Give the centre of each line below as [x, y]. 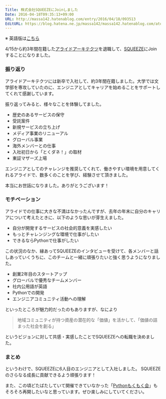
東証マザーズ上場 [30, 158]
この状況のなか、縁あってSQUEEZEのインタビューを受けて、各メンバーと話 [82, 251]
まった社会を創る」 [37, 326]
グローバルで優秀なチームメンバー [47, 280]
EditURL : [14, 24]
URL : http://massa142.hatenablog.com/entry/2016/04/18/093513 [70, 19]
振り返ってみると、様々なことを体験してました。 [55, 104]
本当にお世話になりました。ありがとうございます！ [57, 185]
